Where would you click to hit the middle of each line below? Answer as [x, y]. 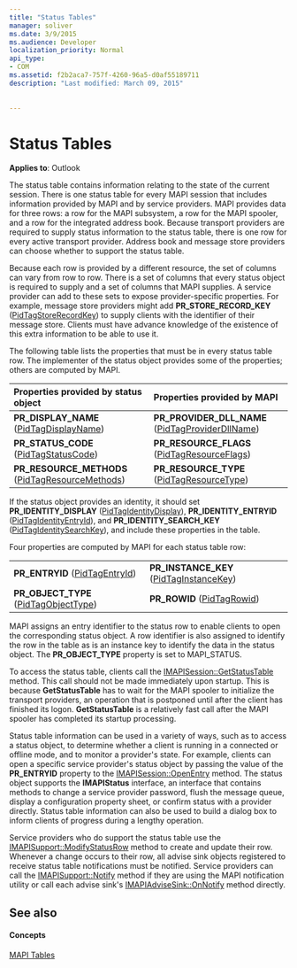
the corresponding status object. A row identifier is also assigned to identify [147, 636]
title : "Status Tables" [53, 17]
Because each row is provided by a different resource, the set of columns [143, 268]
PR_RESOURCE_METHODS [71, 469]
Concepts [27, 935]
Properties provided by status [78, 392]
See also [33, 913]
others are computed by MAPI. [65, 370]
